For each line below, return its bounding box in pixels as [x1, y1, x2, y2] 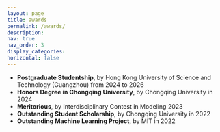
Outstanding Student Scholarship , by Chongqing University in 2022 [16, 109, 210, 118]
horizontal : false [7, 55, 59, 62]
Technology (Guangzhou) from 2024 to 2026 [16, 80, 145, 89]
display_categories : [7, 49, 66, 55]
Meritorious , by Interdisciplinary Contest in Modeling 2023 [16, 102, 183, 110]
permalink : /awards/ [7, 23, 66, 29]
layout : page [7, 10, 44, 17]
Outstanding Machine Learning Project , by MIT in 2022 [16, 117, 176, 125]
